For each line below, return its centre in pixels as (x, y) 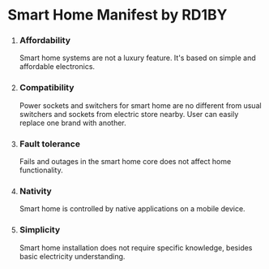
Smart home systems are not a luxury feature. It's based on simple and (137, 58)
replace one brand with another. (73, 123)
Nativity (35, 191)
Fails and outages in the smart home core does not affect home (125, 162)
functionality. (41, 170)
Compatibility (47, 88)
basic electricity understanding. (72, 256)
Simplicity (40, 230)
